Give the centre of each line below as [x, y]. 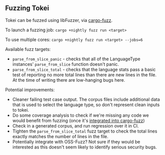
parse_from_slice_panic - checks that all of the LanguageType [76, 59]
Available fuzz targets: [28, 49]
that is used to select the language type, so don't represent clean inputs [86, 105]
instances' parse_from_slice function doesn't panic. [66, 64]
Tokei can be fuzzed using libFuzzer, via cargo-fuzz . [59, 20]
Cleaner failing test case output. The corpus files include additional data [86, 99]
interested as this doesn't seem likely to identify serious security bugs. [85, 147]
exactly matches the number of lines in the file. [60, 136]
